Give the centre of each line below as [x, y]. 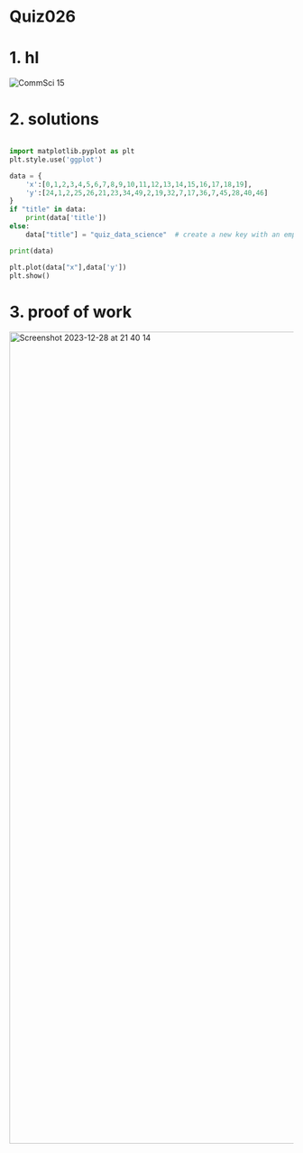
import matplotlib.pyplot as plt [72, 152]
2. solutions [54, 120]
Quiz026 [43, 17]
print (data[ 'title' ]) [66, 218]
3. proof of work [71, 312]
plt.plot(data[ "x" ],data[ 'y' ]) [68, 267]
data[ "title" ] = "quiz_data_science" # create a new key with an [153, 235]
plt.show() [30, 276]
